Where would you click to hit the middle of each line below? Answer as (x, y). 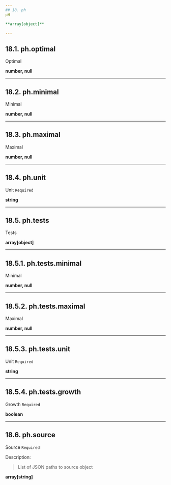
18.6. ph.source (30, 435)
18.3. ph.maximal (33, 135)
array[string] (19, 477)
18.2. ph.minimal (32, 92)
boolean (14, 414)
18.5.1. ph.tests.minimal (44, 263)
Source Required (23, 447)
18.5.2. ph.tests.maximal (45, 306)
